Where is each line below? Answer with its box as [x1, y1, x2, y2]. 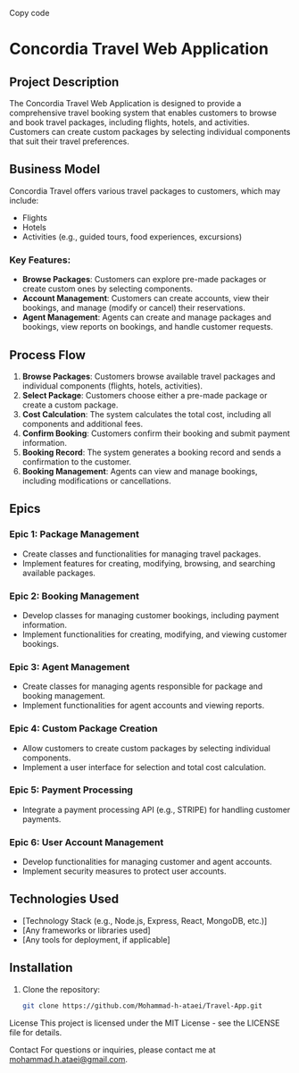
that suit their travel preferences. [9, 136, 129, 147]
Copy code [9, 8, 50, 18]
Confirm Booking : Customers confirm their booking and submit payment [21, 428, 290, 439]
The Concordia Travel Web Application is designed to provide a [9, 98, 242, 108]
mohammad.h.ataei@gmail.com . [9, 1053, 128, 1064]
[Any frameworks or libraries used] [21, 925, 151, 935]
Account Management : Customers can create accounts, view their [21, 293, 270, 304]
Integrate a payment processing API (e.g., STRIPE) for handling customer [21, 804, 291, 815]
